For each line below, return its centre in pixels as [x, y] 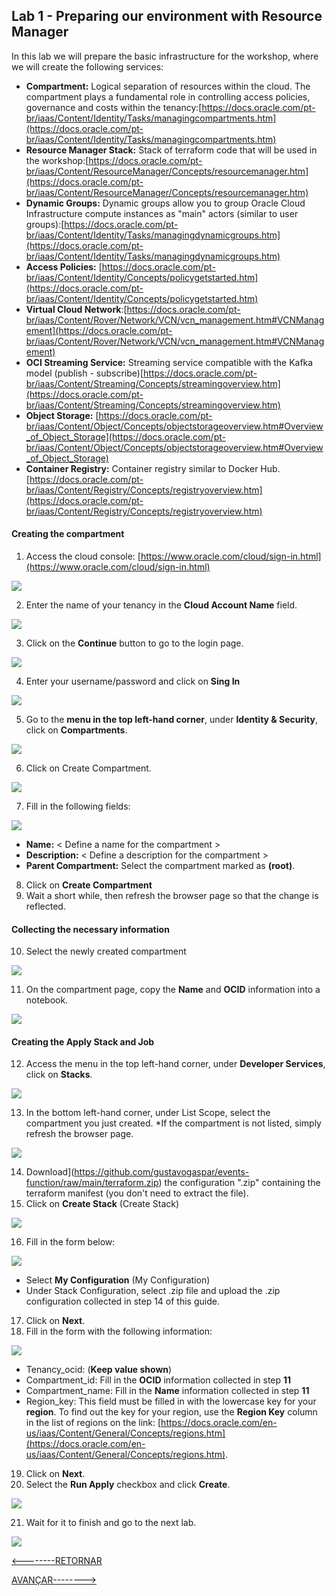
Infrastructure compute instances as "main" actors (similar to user [162, 213]
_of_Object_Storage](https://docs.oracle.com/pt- [125, 436]
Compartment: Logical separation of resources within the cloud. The [168, 86]
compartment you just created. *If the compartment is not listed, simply [173, 1123]
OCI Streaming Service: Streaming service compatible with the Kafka [169, 362]
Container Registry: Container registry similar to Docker [142, 468]
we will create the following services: [87, 66]
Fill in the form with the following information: [119, 1331]
